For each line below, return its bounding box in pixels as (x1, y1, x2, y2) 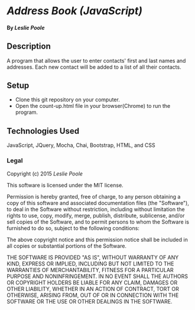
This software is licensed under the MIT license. (6, 181, 123, 188)
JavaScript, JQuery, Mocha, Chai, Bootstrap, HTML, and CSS (6, 142, 155, 149)
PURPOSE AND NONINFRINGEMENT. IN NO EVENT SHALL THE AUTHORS (6, 273, 188, 280)
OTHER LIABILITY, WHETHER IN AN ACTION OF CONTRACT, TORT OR (6, 285, 179, 292)
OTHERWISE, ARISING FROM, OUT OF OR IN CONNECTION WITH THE (6, 292, 179, 299)
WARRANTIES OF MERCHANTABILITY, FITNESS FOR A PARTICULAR (6, 266, 174, 273)
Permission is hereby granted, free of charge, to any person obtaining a (6, 193, 181, 200)
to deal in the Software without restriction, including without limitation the (6, 206, 185, 213)
